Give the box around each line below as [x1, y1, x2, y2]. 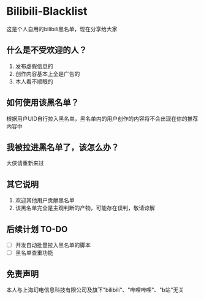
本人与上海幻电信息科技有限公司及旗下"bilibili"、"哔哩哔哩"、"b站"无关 [6, 286, 184, 293]
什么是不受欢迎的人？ [6, 45, 87, 56]
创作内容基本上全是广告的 [15, 70, 80, 77]
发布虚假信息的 [15, 62, 53, 70]
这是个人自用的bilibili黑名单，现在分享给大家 [6, 25, 118, 32]
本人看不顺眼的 [15, 78, 53, 85]
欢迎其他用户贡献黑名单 [15, 197, 75, 204]
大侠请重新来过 [6, 159, 44, 167]
